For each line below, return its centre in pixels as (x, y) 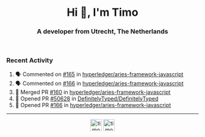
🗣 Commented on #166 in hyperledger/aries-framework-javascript (99, 83)
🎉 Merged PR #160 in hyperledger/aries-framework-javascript (93, 92)
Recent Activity (30, 60)
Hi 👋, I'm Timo (103, 12)
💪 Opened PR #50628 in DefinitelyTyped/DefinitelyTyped (87, 98)
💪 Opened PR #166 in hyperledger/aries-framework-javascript (93, 105)
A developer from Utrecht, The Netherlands (103, 32)
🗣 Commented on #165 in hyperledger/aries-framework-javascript (99, 74)
